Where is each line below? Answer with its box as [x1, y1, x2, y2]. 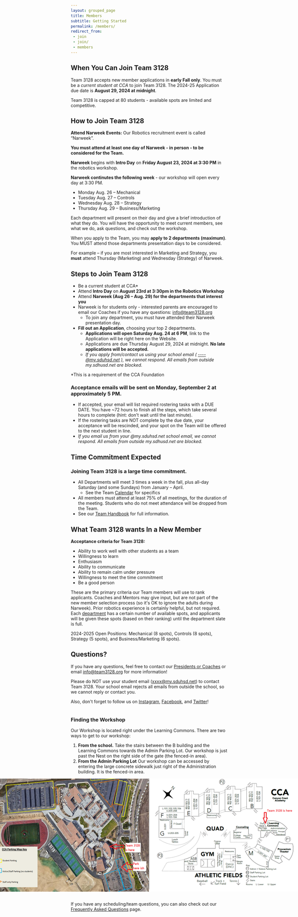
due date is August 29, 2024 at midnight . [71, 87, 156, 93]
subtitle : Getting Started [71, 18, 127, 23]
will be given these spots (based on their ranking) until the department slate [71, 615, 225, 621]
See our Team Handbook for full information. [77, 511, 169, 517]
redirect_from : [71, 29, 102, 34]
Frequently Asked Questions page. [71, 907, 142, 913]
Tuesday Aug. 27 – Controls [77, 195, 135, 201]
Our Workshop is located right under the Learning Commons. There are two [71, 728, 225, 734]
